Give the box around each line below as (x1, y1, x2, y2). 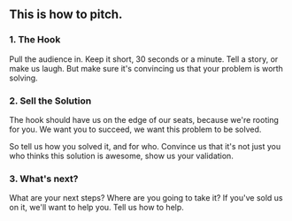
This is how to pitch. (9, 7, 123, 22)
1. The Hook (9, 34, 61, 46)
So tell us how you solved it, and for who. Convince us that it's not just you (9, 141, 281, 151)
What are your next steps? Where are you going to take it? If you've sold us (9, 193, 283, 203)
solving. (9, 72, 38, 83)
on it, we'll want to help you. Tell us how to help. (9, 202, 184, 213)
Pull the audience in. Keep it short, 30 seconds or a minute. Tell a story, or (9, 53, 279, 65)
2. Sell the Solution (9, 95, 92, 107)
